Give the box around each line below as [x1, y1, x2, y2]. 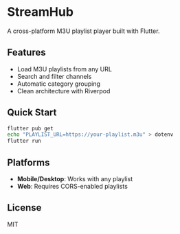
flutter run [7, 138, 41, 145]
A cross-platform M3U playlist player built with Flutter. [7, 27, 160, 35]
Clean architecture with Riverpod [16, 86, 111, 95]
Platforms [7, 156, 50, 168]
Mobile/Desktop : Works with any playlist [16, 175, 133, 183]
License [7, 202, 42, 213]
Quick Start [7, 107, 57, 119]
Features [7, 47, 46, 58]
